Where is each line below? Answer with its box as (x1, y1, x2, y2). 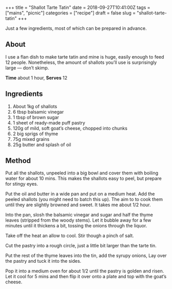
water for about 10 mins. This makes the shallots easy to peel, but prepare (5, 175, 162, 182)
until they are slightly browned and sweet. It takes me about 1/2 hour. (5, 202, 151, 208)
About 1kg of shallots (12, 103, 58, 110)
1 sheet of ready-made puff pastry (12, 119, 86, 125)
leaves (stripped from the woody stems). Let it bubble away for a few (5, 217, 151, 223)
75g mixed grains (12, 136, 50, 142)
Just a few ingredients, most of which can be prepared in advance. (5, 25, 147, 31)
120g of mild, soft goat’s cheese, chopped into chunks (12, 125, 127, 131)
